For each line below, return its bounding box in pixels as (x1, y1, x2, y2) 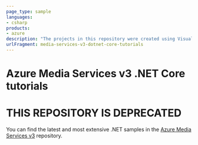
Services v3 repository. (6, 132, 63, 139)
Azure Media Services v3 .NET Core (6, 67, 186, 80)
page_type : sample (6, 8, 51, 15)
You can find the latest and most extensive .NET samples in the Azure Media (6, 126, 192, 133)
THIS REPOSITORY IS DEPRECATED (6, 107, 181, 120)
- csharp (6, 19, 28, 25)
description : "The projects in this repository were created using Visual (6, 36, 194, 42)
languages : (6, 14, 33, 20)
